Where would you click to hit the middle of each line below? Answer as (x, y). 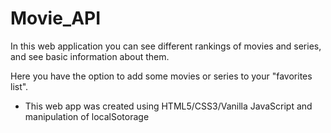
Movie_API (56, 18)
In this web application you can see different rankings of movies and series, (166, 46)
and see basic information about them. (90, 56)
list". (19, 86)
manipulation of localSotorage (87, 116)
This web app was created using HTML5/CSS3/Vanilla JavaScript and (168, 106)
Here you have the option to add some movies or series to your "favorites (161, 76)
